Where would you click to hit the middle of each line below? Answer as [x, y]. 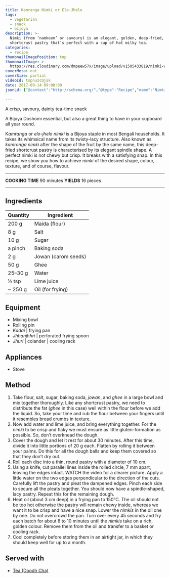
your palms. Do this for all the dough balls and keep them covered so [84, 451]
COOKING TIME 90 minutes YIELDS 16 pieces [53, 181]
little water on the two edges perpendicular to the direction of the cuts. [86, 478]
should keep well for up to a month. [49, 542]
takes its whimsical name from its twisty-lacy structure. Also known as [78, 139]
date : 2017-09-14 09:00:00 [34, 85]
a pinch [17, 248]
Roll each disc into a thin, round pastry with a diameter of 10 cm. [79, 462]
